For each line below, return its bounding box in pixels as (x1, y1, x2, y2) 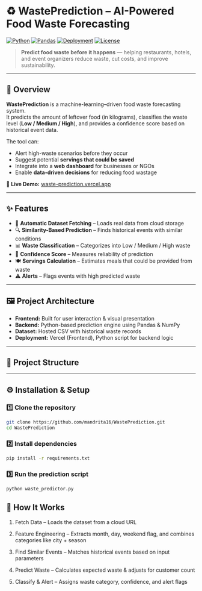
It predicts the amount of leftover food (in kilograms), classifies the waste (6, 113, 188, 120)
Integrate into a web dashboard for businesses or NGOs (14, 162, 155, 169)
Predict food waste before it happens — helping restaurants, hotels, (20, 48, 191, 55)
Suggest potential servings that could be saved (14, 155, 134, 163)
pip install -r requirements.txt (6, 455, 90, 461)
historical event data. (6, 126, 58, 133)
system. (6, 107, 26, 114)
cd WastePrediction (6, 425, 55, 431)
